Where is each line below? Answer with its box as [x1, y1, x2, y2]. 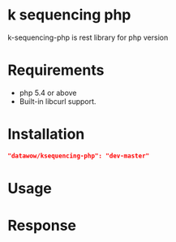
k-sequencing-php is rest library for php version [7, 32, 169, 42]
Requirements [7, 61, 105, 80]
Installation [7, 125, 85, 144]
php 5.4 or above [19, 88, 78, 97]
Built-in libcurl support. [19, 96, 97, 106]
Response [7, 217, 77, 235]
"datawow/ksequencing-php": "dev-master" [7, 152, 150, 160]
